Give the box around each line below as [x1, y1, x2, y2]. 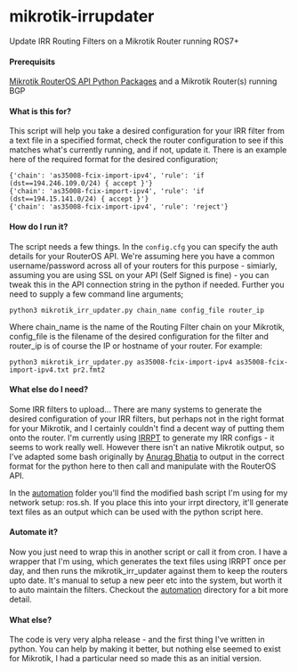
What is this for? [9, 105, 71, 117]
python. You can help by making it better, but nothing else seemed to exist [9, 643, 282, 654]
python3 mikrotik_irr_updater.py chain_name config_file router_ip [9, 306, 265, 315]
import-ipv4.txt [9, 365, 69, 374]
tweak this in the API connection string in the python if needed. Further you [9, 279, 285, 290]
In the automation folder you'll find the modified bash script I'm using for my [9, 488, 288, 498]
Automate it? [9, 527, 59, 537]
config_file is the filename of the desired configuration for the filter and [9, 331, 270, 341]
